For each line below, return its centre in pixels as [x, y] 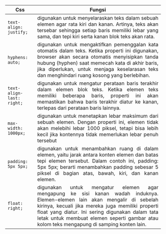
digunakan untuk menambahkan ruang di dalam [98, 149]
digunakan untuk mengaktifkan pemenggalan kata [98, 45]
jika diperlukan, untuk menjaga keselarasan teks [98, 69]
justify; [18, 32]
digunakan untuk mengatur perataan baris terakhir [98, 83]
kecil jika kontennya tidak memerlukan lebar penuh [98, 134]
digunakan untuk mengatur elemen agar [98, 187]
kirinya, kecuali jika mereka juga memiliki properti [98, 206]
